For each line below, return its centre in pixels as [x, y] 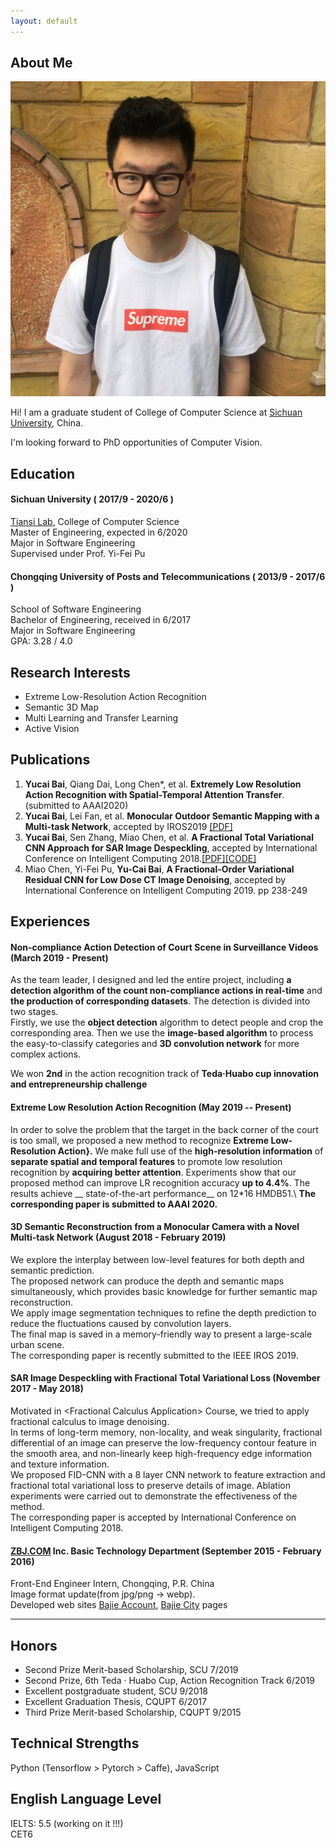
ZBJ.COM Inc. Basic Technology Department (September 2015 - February [166, 1551]
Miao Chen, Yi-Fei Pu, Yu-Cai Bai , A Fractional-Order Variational [159, 869]
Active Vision [52, 729]
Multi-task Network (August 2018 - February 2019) [118, 1237]
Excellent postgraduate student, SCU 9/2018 [116, 1691]
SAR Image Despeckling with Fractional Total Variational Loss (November [165, 1378]
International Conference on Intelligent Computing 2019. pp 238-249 [166, 890]
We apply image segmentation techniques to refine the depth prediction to [163, 1312]
